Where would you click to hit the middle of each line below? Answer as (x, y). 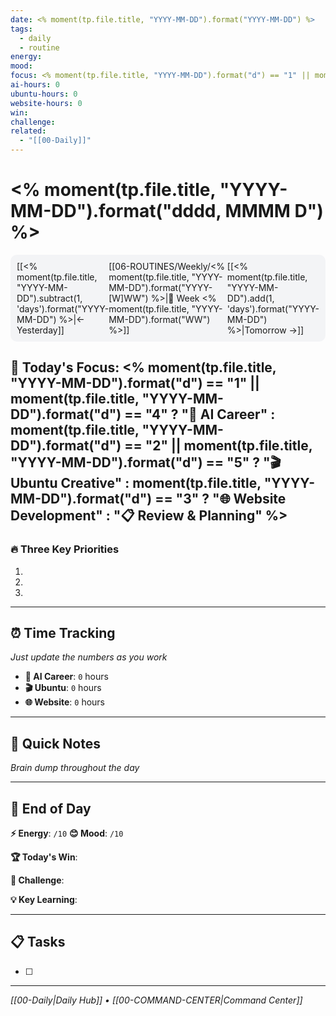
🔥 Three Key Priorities (65, 549)
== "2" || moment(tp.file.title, (218, 446)
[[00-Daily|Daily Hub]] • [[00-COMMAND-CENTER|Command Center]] (156, 1000)
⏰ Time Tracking (63, 633)
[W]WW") (128, 298)
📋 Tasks (38, 942)
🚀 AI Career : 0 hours (66, 677)
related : (28, 131)
